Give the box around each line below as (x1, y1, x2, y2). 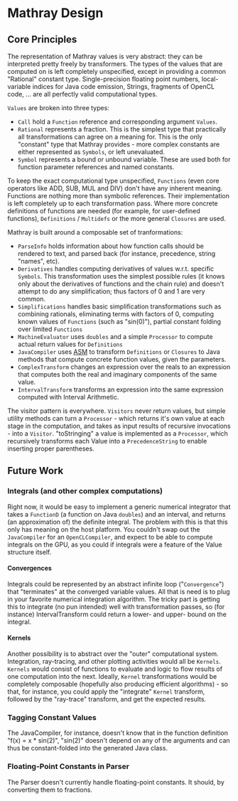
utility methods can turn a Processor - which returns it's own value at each (7, 414, 225, 422)
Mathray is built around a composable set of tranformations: (7, 228, 183, 236)
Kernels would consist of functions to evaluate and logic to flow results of (7, 665, 222, 673)
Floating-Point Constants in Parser (7, 762, 130, 772)
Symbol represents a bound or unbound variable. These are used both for (17, 155, 231, 163)
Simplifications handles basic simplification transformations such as (17, 302, 222, 311)
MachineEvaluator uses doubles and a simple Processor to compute (17, 333, 213, 340)
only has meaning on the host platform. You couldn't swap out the (7, 525, 200, 534)
